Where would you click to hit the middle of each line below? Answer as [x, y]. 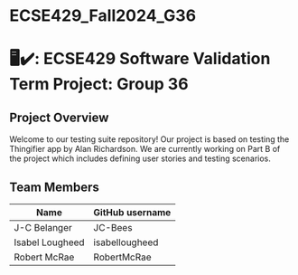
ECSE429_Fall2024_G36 [103, 16]
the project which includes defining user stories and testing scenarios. [140, 158]
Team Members [54, 187]
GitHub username [132, 212]
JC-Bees [113, 228]
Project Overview [59, 117]
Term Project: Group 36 [99, 85]
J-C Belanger [43, 228]
